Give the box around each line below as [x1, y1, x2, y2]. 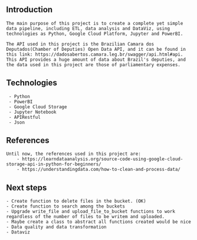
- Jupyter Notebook [8, 109, 57, 115]
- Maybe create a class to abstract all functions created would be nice [6, 219, 192, 225]
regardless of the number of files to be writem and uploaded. [6, 214, 165, 220]
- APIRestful [8, 114, 41, 120]
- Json [8, 119, 25, 125]
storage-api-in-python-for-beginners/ [6, 161, 101, 167]
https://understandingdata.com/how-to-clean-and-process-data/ [21, 167, 181, 173]
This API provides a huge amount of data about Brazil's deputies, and [6, 56, 186, 63]
